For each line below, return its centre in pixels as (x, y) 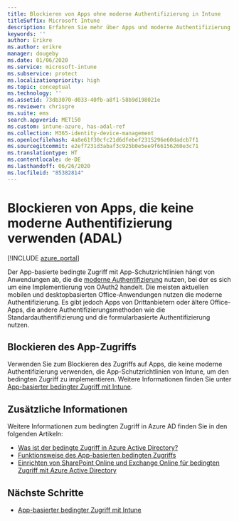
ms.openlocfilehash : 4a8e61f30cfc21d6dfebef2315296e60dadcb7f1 (103, 140)
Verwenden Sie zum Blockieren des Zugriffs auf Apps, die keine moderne (115, 364)
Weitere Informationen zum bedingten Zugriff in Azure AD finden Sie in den (117, 426)
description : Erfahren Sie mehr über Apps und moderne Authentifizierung (119, 27)
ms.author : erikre (34, 47)
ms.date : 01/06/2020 (38, 60)
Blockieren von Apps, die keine (101, 208)
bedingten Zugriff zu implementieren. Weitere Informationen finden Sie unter (119, 379)
